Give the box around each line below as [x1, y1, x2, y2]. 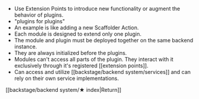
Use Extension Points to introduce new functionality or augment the [14, 5, 181, 12]
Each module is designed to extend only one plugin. [14, 30, 142, 38]
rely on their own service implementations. [14, 75, 119, 82]
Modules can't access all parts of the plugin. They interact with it [14, 56, 174, 63]
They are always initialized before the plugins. [14, 49, 128, 56]
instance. [14, 43, 37, 50]
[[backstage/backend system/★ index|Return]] [5, 86, 122, 93]
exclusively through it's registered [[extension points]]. [14, 62, 148, 69]
